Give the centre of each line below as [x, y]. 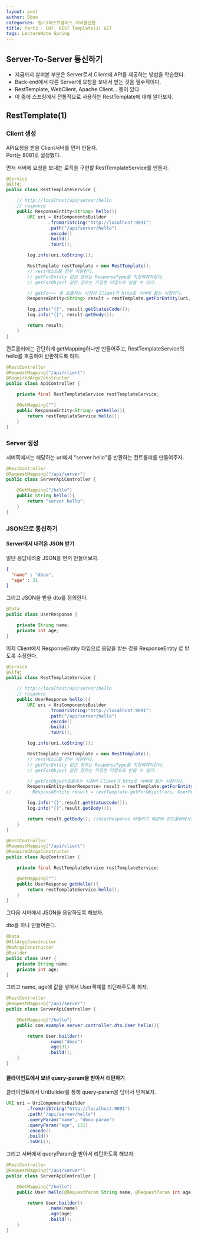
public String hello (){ [46, 496]
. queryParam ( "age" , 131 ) [58, 1125]
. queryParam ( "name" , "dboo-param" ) [71, 1119]
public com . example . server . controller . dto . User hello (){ [88, 1025]
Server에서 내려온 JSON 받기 [40, 544]
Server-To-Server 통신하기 [55, 59]
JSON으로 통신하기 [32, 529]
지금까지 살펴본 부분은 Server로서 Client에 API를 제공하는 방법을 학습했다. [100, 74]
